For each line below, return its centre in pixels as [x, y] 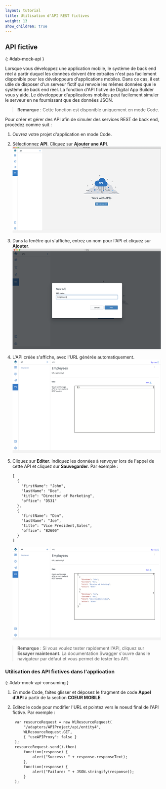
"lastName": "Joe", [41, 521]
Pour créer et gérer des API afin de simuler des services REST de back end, [82, 120]
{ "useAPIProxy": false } [50, 737]
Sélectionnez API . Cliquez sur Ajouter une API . [60, 144]
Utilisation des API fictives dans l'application [60, 672]
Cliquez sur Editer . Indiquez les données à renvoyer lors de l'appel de [83, 461]
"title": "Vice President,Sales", [57, 526]
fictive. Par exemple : [34, 712]
